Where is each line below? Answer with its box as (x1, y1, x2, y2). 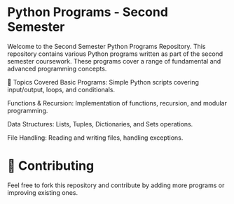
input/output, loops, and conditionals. (7, 85, 116, 94)
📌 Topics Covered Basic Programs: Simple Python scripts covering (7, 78, 200, 86)
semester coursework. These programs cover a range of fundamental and (7, 57, 221, 65)
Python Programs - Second (7, 4, 168, 20)
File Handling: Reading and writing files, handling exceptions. (7, 133, 184, 142)
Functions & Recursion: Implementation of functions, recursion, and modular (7, 99, 228, 107)
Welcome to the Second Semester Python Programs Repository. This (7, 42, 206, 50)
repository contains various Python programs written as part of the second (7, 50, 223, 58)
